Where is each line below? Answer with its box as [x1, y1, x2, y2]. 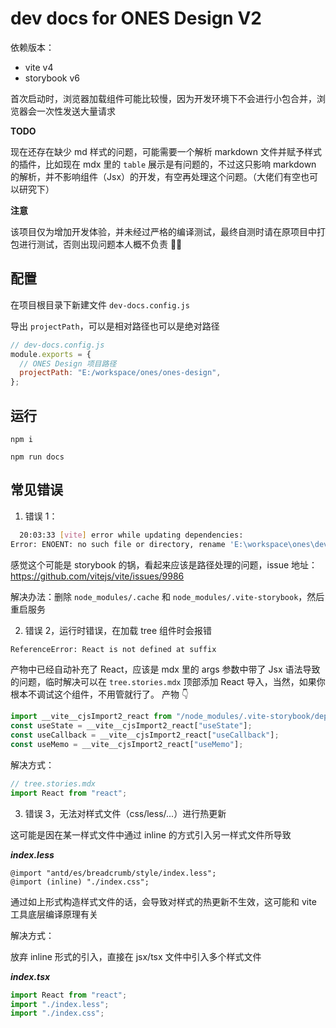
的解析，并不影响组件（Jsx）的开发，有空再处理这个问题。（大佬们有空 [10, 170, 302, 182]
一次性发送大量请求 [36, 105, 116, 117]
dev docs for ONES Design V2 [10, 7, 262, 30]
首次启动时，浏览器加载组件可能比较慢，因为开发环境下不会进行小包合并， [10, 92, 317, 104]
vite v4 [24, 61, 54, 73]
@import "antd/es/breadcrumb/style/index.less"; [10, 868, 217, 878]
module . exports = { [10, 349, 92, 359]
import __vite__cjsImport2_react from [10, 712, 172, 722]
